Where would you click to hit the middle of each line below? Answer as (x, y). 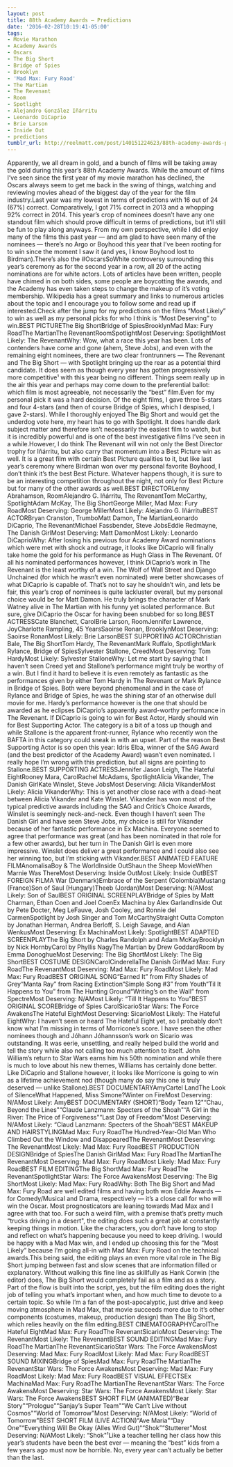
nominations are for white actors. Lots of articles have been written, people (114, 274)
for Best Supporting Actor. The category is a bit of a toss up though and (110, 725)
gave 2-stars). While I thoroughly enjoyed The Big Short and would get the (113, 414)
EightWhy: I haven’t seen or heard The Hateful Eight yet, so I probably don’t (115, 1021)
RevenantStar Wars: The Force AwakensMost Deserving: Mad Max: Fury (110, 1369)
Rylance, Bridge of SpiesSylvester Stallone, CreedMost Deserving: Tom (109, 651)
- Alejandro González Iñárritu (52, 111)
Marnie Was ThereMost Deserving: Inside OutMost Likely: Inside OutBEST (113, 873)
